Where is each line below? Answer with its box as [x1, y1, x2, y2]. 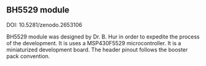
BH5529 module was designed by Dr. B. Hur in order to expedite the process [6, 33, 200, 40]
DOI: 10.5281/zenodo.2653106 [6, 21, 83, 28]
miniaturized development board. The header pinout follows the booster [6, 46, 188, 53]
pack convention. [6, 52, 50, 60]
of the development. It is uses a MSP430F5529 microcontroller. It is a [6, 39, 181, 46]
